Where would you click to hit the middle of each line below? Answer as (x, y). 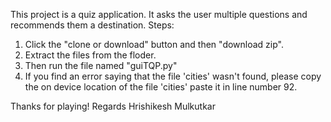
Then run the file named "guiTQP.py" (101, 65)
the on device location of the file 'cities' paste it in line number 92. (161, 87)
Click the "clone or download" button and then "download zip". (154, 44)
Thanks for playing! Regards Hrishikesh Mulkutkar (113, 106)
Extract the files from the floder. (90, 55)
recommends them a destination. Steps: (92, 25)
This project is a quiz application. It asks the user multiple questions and (159, 14)
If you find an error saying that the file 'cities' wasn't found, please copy (173, 76)
